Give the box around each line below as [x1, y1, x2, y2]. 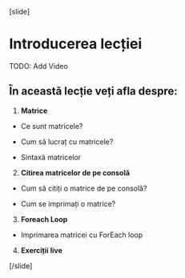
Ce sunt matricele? [20, 121, 83, 131]
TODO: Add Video [9, 61, 69, 71]
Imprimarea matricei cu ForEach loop [20, 230, 143, 240]
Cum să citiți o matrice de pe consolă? [20, 183, 147, 193]
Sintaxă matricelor [20, 152, 82, 162]
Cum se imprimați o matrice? [20, 199, 116, 208]
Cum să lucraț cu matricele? [20, 136, 114, 147]
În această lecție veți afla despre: [9, 84, 179, 99]
